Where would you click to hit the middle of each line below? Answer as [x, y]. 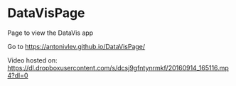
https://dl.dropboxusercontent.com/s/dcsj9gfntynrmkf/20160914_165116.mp [118, 68]
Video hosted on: [32, 60]
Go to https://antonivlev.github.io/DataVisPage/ [76, 46]
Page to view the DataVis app [50, 33]
